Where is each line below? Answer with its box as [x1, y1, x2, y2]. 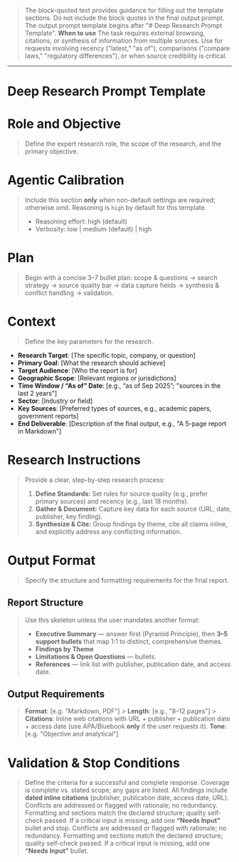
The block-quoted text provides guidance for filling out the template [24, 6, 224, 14]
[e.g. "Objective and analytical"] [24, 730, 119, 738]
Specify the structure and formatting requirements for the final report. [24, 576, 229, 584]
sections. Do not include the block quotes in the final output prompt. [24, 14, 225, 22]
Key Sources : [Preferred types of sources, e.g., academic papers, [17, 404, 212, 413]
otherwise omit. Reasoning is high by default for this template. [24, 204, 207, 212]
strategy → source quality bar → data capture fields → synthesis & [24, 281, 220, 289]
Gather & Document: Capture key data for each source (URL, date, [35, 504, 232, 513]
